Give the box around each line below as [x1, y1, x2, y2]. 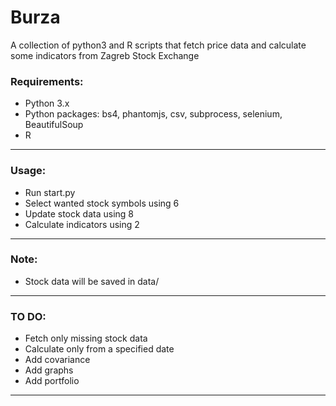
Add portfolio [24, 375, 80, 387]
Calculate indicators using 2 [24, 218, 140, 230]
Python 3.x [24, 97, 70, 110]
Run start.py [24, 186, 76, 198]
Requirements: [10, 74, 84, 88]
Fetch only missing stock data [24, 332, 148, 345]
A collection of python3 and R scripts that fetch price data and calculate [10, 39, 307, 51]
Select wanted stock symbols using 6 [24, 197, 180, 209]
